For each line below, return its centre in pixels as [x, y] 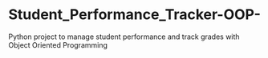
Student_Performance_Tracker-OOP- [134, 15]
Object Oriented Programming [58, 44]
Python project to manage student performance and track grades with [124, 37]
